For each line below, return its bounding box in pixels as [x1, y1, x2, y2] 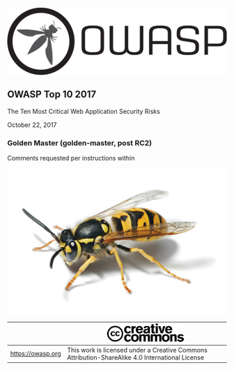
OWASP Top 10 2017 [7, 89, 96, 101]
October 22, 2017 [7, 120, 57, 129]
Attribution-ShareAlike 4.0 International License [67, 353, 204, 362]
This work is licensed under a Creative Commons [67, 346, 208, 354]
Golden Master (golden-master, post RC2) [7, 138, 152, 147]
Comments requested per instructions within [7, 154, 135, 163]
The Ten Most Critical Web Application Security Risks [7, 107, 160, 115]
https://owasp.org [10, 350, 61, 358]
